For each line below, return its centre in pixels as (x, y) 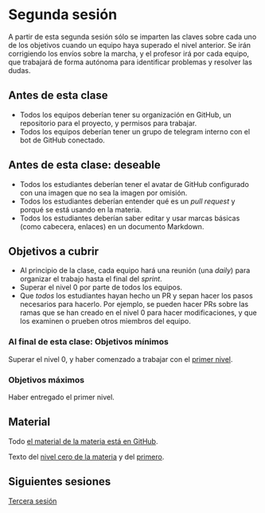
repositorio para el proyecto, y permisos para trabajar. (108, 123)
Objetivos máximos (47, 379)
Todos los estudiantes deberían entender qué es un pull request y (127, 201)
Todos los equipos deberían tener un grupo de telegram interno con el (135, 131)
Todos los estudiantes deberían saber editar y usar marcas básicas (130, 218)
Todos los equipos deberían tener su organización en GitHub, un (126, 115)
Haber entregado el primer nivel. (62, 397)
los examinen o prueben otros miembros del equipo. (105, 321)
